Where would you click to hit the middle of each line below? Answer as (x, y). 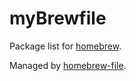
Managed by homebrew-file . (68, 65)
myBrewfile (58, 18)
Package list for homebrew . (65, 46)
